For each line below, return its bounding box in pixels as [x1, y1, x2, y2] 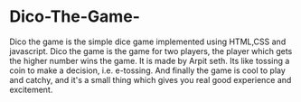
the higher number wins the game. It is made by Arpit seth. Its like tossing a [9, 55, 290, 66]
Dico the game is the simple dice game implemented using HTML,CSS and [9, 36, 287, 47]
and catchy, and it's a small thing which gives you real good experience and [9, 74, 292, 85]
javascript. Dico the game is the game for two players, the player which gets [9, 45, 293, 56]
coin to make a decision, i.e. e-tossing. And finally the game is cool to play [9, 65, 287, 76]
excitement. [9, 84, 53, 95]
